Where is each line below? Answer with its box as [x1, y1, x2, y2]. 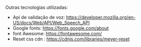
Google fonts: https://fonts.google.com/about [12, 25, 109, 31]
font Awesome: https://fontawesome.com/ [12, 31, 102, 36]
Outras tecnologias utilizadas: [5, 5, 68, 10]
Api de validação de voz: [12, 14, 65, 20]
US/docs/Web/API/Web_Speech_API [12, 20, 90, 26]
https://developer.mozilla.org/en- [66, 14, 136, 20]
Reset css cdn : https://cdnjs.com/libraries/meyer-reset [12, 36, 130, 42]
